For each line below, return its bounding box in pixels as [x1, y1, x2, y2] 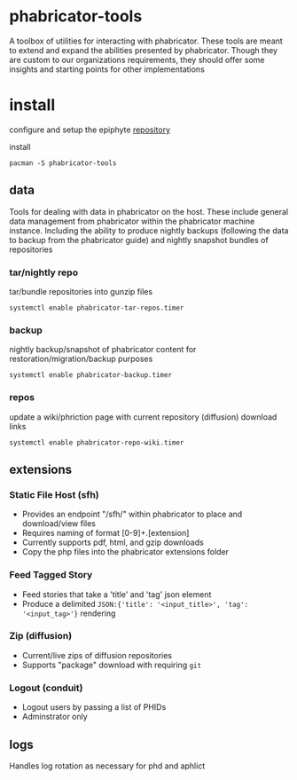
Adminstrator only [21, 712, 89, 722]
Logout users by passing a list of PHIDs [21, 702, 167, 713]
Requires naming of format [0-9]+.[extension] [21, 528, 190, 539]
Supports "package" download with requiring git [21, 659, 202, 670]
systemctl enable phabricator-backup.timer [9, 371, 173, 380]
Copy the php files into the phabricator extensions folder [21, 547, 229, 557]
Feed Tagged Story [9, 569, 93, 581]
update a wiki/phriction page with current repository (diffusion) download [9, 411, 277, 422]
